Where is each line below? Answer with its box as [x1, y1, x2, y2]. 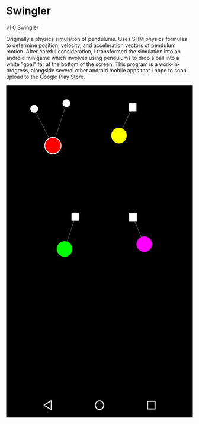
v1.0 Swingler [6, 24, 39, 31]
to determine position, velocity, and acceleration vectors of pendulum [6, 42, 176, 49]
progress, [6, 67, 30, 74]
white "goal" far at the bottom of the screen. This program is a [6, 61, 158, 68]
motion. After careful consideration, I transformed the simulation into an [6, 48, 181, 55]
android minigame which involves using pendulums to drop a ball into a [6, 54, 179, 61]
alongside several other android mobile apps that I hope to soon [30, 67, 187, 74]
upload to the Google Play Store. [6, 73, 86, 80]
